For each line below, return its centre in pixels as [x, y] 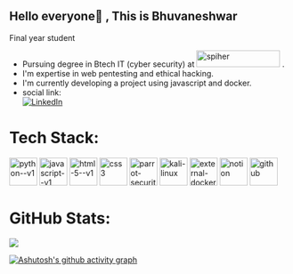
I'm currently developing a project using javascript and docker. [137, 83]
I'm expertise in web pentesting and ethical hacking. [118, 73]
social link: [41, 92]
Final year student [42, 37]
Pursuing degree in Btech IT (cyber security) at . [153, 64]
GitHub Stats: [60, 218]
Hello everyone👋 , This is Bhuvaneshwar [123, 16]
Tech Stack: [54, 138]
